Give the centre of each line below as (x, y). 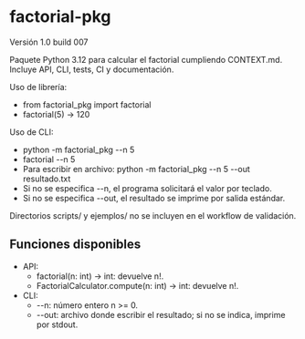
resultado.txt (47, 179)
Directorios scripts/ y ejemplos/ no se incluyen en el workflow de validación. (153, 215)
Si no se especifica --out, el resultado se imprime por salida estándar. (154, 198)
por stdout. (57, 324)
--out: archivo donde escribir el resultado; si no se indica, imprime (161, 314)
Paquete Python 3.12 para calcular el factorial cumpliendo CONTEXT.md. (146, 59)
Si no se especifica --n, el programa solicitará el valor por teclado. (147, 188)
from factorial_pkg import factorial (87, 104)
